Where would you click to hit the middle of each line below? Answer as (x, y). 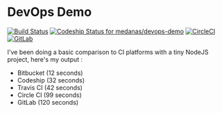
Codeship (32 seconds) (51, 80)
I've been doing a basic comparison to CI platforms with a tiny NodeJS (108, 52)
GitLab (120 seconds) (48, 102)
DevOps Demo (50, 12)
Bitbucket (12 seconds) (50, 73)
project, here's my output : (45, 59)
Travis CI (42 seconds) (50, 87)
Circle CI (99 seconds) (49, 95)
